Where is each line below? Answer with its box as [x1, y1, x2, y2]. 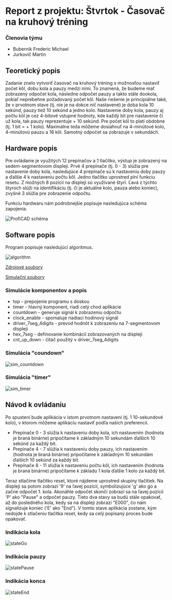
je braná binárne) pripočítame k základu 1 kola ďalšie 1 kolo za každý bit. [12, 468, 166, 474]
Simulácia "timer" [5, 374, 51, 381]
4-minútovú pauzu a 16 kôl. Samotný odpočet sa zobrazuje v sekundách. [5, 129, 160, 136]
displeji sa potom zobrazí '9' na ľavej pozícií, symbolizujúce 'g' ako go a [5, 483, 157, 489]
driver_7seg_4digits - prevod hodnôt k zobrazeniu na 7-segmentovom [12, 320, 161, 326]
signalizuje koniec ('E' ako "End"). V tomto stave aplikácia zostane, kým [5, 505, 157, 511]
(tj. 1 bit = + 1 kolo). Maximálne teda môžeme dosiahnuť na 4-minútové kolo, [5, 124, 165, 130]
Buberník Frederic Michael [12, 46, 69, 52]
